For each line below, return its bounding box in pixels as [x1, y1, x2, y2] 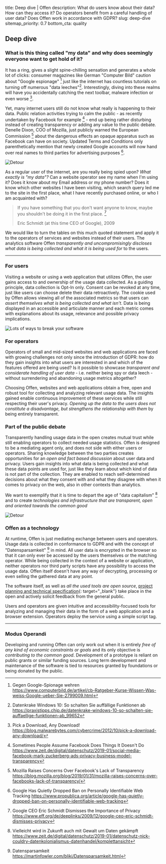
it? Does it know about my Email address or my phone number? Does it [5, 179, 149, 185]
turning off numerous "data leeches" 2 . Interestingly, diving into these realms [5, 83, 161, 90]
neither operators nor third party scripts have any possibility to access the [5, 563, 156, 569]
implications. [5, 316, 31, 322]
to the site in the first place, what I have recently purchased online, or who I [5, 190, 159, 196]
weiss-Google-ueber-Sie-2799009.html [12, 693, 93, 699]
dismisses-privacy [12, 818, 50, 824]
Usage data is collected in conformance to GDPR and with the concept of [5, 541, 154, 547]
